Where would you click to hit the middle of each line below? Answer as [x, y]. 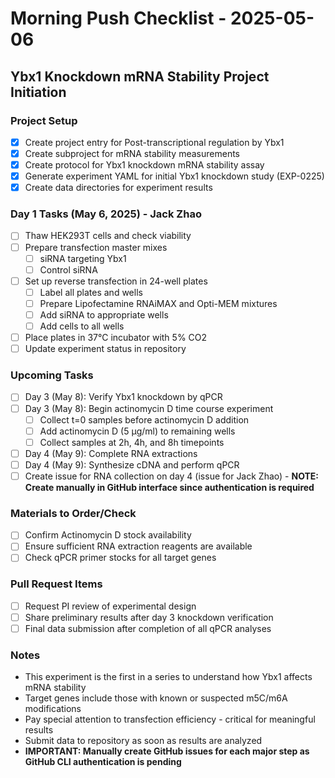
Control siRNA [68, 269]
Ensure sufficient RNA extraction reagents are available [138, 546]
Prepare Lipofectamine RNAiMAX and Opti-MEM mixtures [158, 303]
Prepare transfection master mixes [96, 247]
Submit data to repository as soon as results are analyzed [143, 741]
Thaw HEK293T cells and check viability [108, 236]
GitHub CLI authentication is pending [103, 762]
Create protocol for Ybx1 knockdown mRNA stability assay [144, 165]
